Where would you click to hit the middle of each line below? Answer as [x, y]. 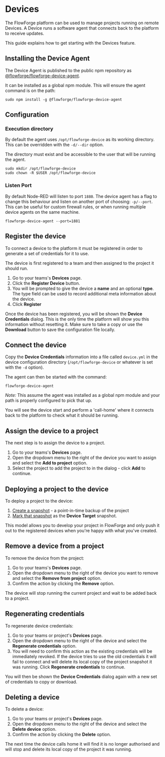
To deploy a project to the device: [39, 501]
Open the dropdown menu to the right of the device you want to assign [84, 458]
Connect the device [36, 345]
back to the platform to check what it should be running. [62, 415]
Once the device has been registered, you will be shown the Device [74, 314]
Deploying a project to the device [57, 489]
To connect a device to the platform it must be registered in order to [74, 248]
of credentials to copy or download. [41, 682]
